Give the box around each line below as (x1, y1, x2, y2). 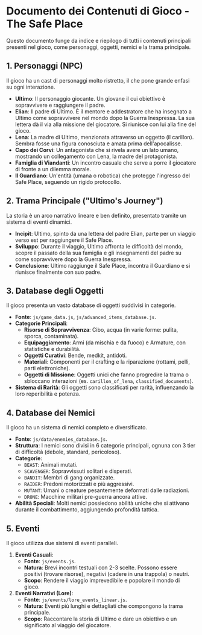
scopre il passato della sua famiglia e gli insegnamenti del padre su (14, 249, 182, 256)
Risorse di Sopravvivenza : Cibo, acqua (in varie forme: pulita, (24, 326, 178, 333)
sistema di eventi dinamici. (6, 218, 72, 226)
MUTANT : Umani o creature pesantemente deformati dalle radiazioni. (24, 487, 190, 494)
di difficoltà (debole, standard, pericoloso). (14, 448, 122, 456)
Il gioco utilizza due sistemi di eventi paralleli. (6, 540, 119, 546)
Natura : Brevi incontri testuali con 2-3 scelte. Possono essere (24, 564, 178, 571)
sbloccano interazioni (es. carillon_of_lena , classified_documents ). (24, 378, 194, 385)
